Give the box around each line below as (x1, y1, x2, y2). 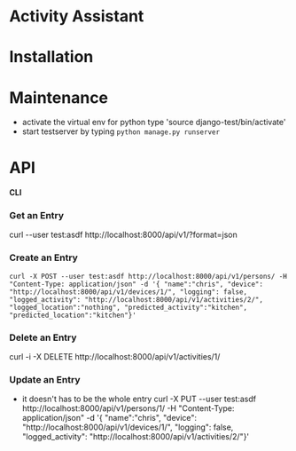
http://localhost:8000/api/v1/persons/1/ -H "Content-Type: (21, 403, 235, 414)
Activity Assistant (9, 6, 144, 27)
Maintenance (9, 87, 109, 107)
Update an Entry (9, 373, 81, 385)
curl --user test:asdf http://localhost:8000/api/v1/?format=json (9, 229, 238, 241)
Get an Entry (9, 210, 65, 222)
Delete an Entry (9, 331, 77, 344)
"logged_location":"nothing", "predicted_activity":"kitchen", (9, 303, 248, 312)
